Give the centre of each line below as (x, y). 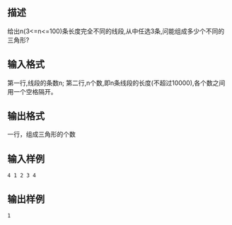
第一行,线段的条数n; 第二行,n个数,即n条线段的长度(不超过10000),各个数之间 (116, 83)
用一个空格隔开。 (32, 91)
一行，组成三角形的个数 (41, 134)
